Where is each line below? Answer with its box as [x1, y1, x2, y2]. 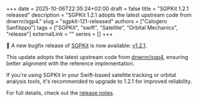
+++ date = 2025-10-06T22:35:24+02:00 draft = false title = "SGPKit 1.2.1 [6, 5, 189, 12]
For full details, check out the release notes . [6, 89, 115, 96]
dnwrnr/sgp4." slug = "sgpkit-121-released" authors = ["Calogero [6, 18, 167, 24]
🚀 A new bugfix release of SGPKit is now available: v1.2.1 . [6, 42, 147, 49]
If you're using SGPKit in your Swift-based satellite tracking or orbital [6, 72, 176, 78]
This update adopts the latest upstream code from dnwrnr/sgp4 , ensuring [6, 54, 188, 60]
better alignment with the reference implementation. [6, 60, 135, 67]
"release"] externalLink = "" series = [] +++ [6, 30, 113, 38]
